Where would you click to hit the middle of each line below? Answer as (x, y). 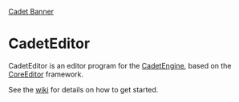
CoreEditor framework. (46, 74)
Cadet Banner (31, 12)
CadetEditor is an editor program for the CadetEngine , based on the (120, 65)
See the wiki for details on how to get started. (83, 89)
